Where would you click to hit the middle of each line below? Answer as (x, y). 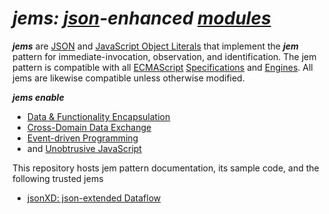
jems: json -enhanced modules (142, 18)
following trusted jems (58, 178)
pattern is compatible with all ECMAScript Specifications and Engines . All (163, 67)
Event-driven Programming (82, 138)
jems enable (38, 97)
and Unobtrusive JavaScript (84, 148)
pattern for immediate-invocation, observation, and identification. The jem (164, 56)
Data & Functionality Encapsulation (98, 116)
